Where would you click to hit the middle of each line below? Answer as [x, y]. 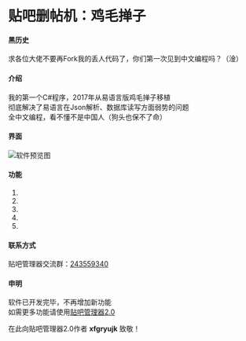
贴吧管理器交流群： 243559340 [58, 264]
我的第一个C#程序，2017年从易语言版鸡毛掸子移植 [90, 97]
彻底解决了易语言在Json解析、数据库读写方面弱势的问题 [99, 107]
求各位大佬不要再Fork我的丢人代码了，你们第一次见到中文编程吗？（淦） [126, 59]
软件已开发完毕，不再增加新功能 [60, 302]
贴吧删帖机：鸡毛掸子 [77, 16]
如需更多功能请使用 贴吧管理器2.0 [62, 312]
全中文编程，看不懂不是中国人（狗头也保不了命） [87, 117]
